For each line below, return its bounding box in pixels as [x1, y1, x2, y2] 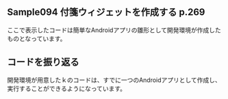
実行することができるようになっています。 [7, 84, 127, 92]
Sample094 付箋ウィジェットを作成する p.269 [7, 6, 205, 18]
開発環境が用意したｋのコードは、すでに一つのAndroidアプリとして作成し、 [7, 76, 221, 84]
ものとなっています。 [7, 34, 66, 42]
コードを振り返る [7, 57, 79, 68]
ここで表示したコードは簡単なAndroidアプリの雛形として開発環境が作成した [7, 26, 221, 34]
